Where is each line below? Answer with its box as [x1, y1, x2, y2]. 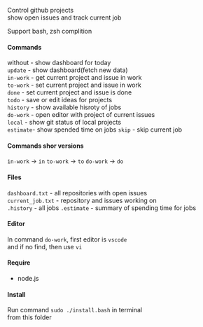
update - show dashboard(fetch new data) [7, 66, 128, 74]
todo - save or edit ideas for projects [7, 96, 113, 104]
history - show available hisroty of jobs [7, 103, 122, 111]
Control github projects [7, 6, 74, 14]
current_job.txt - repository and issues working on [7, 196, 157, 204]
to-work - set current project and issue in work [7, 81, 141, 90]
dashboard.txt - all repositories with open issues [7, 188, 148, 197]
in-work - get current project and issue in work [7, 74, 142, 82]
